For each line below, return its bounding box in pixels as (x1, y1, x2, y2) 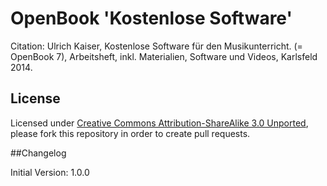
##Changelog (10, 147, 67, 159)
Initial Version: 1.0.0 (10, 166, 90, 178)
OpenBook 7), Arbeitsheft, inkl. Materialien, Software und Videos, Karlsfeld (10, 50, 318, 62)
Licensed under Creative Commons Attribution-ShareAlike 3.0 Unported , (10, 117, 309, 129)
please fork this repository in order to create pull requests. (10, 127, 251, 139)
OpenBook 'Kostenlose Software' (10, 7, 293, 30)
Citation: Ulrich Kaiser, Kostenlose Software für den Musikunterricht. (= (10, 40, 303, 52)
